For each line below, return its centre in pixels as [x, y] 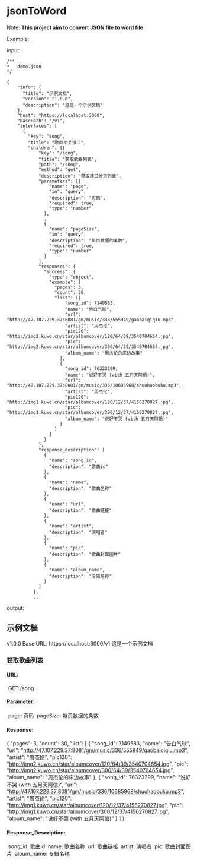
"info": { [30, 87]
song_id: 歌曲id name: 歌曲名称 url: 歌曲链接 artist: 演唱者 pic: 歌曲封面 [97, 846]
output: [15, 608]
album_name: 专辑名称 [42, 854]
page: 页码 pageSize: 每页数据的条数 [54, 716]
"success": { [60, 271]
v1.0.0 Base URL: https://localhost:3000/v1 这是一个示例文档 [80, 643]
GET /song [21, 688]
